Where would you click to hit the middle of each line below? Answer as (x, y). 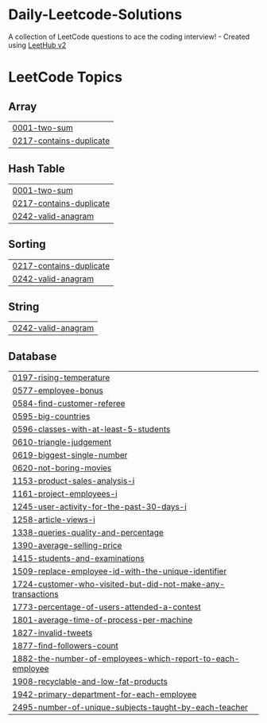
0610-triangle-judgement (62, 443)
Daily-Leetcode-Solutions (95, 15)
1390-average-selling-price (67, 546)
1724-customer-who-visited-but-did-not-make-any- (118, 584)
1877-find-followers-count (66, 646)
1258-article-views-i (54, 520)
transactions (35, 594)
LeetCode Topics (66, 77)
